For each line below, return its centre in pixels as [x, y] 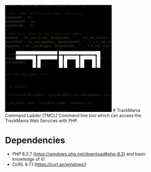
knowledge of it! [28, 159]
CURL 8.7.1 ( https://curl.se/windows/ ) [49, 164]
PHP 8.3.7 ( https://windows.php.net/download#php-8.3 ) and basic [79, 154]
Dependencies [35, 140]
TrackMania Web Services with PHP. [42, 121]
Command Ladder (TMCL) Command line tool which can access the [73, 115]
